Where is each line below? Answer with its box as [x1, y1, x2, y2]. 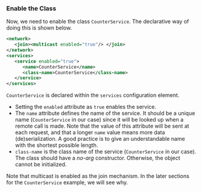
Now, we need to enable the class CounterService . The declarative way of [6, 18, 189, 25]
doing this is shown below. [6, 24, 72, 31]
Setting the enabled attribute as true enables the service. [14, 104, 157, 111]
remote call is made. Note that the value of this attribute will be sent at [14, 122, 189, 130]
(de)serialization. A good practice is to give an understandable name [14, 135, 185, 143]
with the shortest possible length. [14, 141, 98, 149]
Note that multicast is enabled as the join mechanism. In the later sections [6, 173, 190, 180]
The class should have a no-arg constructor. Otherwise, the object [14, 155, 181, 162]
